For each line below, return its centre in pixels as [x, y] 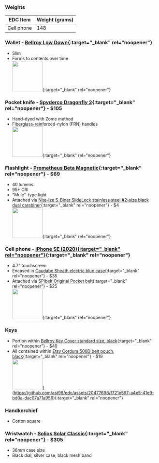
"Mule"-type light [29, 195]
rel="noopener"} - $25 [35, 286]
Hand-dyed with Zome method [43, 119]
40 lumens [23, 185]
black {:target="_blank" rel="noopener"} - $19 [57, 356]
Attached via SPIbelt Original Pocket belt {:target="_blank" [69, 281]
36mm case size [28, 450]
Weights [15, 7]
